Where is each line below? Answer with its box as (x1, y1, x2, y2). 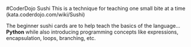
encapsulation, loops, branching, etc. (6, 35, 96, 41)
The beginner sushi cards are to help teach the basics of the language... (6, 23, 180, 29)
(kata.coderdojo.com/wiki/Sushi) (6, 11, 85, 18)
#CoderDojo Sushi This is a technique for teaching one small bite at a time (6, 5, 186, 12)
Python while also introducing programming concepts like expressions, (6, 28, 179, 35)
